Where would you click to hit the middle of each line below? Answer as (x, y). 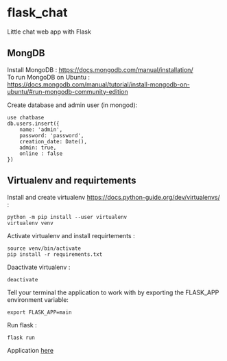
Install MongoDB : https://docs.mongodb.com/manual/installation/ (100, 69)
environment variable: (38, 299)
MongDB (26, 53)
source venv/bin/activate (44, 248)
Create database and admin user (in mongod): (72, 105)
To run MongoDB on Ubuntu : (49, 77)
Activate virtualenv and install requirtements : (71, 235)
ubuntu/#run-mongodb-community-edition (68, 91)
